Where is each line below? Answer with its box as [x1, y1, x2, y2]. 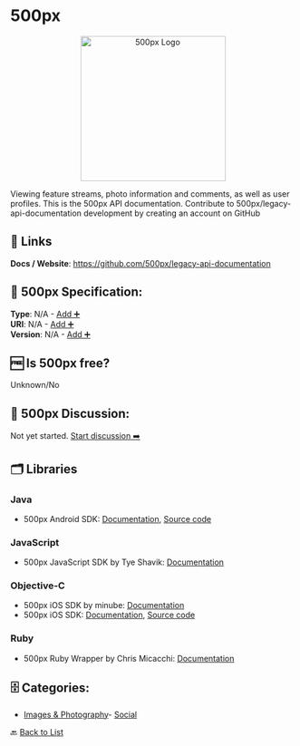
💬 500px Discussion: [10, 405, 131, 421]
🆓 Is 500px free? [10, 355, 111, 371]
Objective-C [10, 579, 66, 592]
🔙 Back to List [10, 726, 64, 737]
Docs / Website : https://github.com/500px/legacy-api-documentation [10, 257, 271, 268]
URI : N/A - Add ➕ [10, 318, 74, 329]
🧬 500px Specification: [10, 285, 143, 300]
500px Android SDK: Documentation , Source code [23, 513, 212, 524]
